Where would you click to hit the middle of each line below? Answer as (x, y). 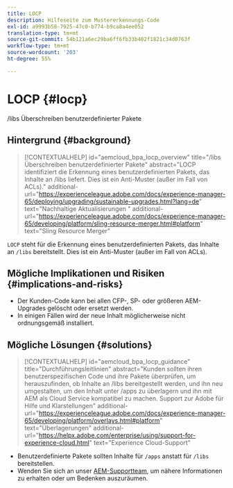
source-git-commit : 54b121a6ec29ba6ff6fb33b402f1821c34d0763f (99, 40)
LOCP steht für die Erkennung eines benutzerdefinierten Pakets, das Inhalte (113, 244)
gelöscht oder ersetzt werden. (90, 308)
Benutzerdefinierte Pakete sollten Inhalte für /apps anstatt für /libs (113, 456)
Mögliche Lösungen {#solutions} (80, 345)
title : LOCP (24, 14)
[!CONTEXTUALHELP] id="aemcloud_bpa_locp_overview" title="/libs (122, 157)
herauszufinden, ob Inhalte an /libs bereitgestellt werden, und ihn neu (123, 384)
